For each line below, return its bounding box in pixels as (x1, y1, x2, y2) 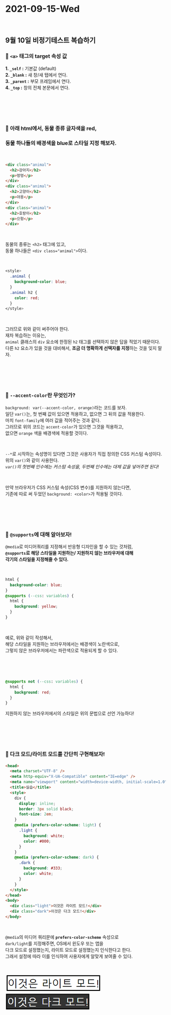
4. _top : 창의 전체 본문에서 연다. (5, 84, 70, 91)
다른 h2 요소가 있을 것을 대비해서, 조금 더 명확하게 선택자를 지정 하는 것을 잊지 (5, 345, 157, 351)
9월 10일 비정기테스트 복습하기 (5, 36, 96, 45)
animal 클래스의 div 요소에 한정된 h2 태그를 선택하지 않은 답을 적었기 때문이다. (5, 339, 160, 345)
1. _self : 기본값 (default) (5, 65, 57, 72)
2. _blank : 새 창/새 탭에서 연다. (5, 72, 68, 78)
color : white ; (23, 871, 53, 876)
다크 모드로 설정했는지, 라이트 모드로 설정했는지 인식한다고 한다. (5, 946, 132, 953)
